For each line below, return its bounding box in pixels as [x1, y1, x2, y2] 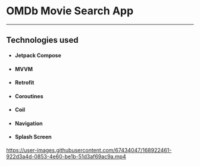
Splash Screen [14, 133, 52, 140]
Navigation [14, 120, 43, 127]
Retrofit [14, 79, 35, 86]
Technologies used [6, 35, 79, 45]
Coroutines [14, 92, 43, 99]
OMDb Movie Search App [6, 4, 134, 18]
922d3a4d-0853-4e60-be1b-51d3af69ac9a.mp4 [6, 153, 126, 160]
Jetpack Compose [14, 52, 61, 59]
